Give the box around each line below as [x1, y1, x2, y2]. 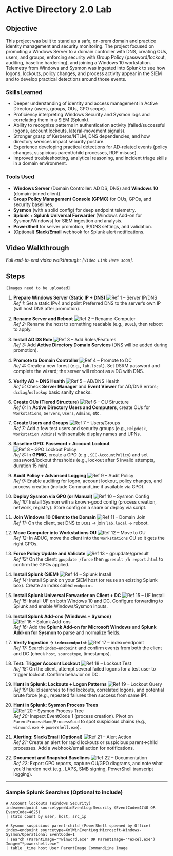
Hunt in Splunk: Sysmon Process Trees [13, 702, 99, 709]
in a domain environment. [13, 160, 67, 166]
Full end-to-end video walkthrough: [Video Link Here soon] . [6, 257, 134, 263]
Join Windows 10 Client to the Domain [13, 514, 97, 520]
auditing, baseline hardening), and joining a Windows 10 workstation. [6, 60, 151, 65]
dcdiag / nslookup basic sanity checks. [13, 389, 92, 395]
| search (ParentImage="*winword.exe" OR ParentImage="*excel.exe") [6, 836, 156, 842]
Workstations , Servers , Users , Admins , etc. [13, 410, 101, 416]
